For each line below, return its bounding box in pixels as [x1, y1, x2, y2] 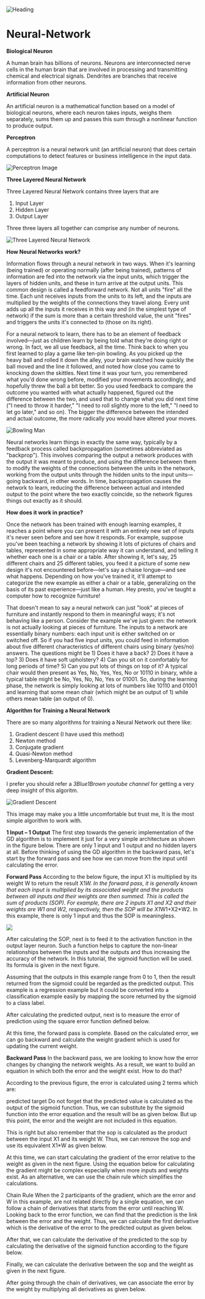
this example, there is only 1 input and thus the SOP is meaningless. [6, 912, 176, 919]
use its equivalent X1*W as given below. [6, 1141, 107, 1149]
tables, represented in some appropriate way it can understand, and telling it [6, 546, 198, 553]
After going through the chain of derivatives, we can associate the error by [6, 1279, 194, 1286]
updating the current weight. [6, 1042, 78, 1049]
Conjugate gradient [15, 743, 64, 750]
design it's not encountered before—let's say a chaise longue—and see [6, 566, 186, 573]
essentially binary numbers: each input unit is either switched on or [6, 630, 175, 637]
